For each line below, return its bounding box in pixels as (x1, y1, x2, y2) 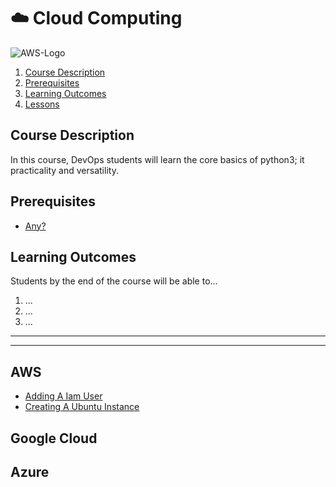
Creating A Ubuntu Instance (24, 401, 140, 413)
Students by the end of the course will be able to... (10, 275, 218, 287)
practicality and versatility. (10, 164, 119, 176)
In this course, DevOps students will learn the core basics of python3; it (10, 153, 305, 165)
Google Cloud (10, 430, 98, 447)
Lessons (24, 98, 60, 110)
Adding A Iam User (24, 390, 103, 402)
